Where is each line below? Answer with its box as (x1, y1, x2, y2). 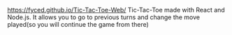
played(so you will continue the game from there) (7, 21, 149, 28)
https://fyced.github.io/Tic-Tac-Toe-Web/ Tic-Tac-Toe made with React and (7, 6, 225, 14)
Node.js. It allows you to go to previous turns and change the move (7, 13, 201, 21)
